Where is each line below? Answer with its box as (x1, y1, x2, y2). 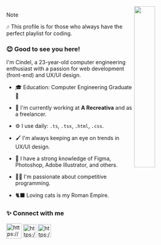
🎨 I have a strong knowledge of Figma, (15, 155, 111, 163)
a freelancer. (15, 110, 47, 118)
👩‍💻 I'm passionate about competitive (15, 173, 107, 181)
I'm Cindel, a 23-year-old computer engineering (6, 59, 126, 66)
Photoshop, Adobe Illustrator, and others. (15, 161, 118, 169)
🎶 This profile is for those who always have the (6, 23, 123, 30)
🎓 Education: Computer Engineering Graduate (15, 84, 132, 91)
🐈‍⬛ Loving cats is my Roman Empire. (15, 192, 110, 199)
